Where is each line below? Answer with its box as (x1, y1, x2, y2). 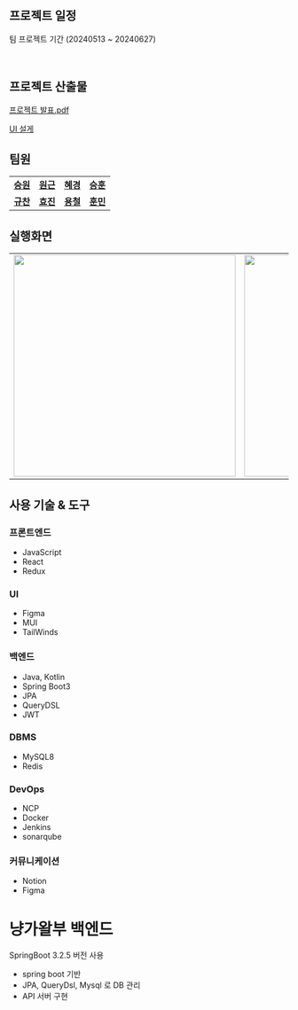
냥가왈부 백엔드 (9, 919, 114, 939)
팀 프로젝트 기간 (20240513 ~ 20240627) (9, 34, 157, 44)
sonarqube (21, 832, 62, 842)
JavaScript (21, 546, 62, 557)
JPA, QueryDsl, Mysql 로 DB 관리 (21, 980, 141, 990)
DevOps (9, 783, 45, 795)
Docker (21, 812, 50, 823)
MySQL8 (21, 751, 55, 762)
